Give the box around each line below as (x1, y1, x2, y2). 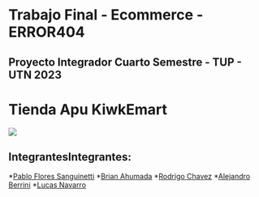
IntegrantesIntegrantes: (8, 150, 132, 164)
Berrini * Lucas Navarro (8, 180, 87, 190)
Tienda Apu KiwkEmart (8, 100, 168, 118)
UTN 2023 (8, 67, 63, 82)
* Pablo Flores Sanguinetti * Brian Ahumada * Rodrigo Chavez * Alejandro (8, 172, 250, 182)
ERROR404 (8, 23, 85, 41)
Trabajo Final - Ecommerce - (8, 6, 204, 24)
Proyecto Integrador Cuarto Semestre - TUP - (8, 55, 242, 69)
